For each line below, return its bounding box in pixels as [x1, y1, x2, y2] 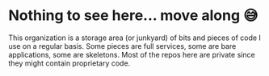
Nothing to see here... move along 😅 [8, 6, 258, 25]
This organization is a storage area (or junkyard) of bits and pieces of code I [8, 33, 261, 42]
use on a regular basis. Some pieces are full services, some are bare [8, 41, 237, 50]
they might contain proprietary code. [8, 58, 131, 68]
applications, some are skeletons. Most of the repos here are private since [8, 50, 256, 59]
